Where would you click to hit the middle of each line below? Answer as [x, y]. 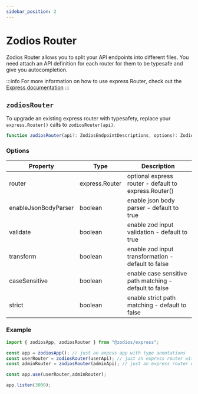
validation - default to [157, 232]
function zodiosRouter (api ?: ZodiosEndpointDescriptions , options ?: [92, 136]
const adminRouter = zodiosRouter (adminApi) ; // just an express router [97, 364]
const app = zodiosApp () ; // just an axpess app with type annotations [96, 353]
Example [19, 330]
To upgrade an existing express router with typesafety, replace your [88, 119]
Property [41, 166]
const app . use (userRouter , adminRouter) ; [57, 375]
